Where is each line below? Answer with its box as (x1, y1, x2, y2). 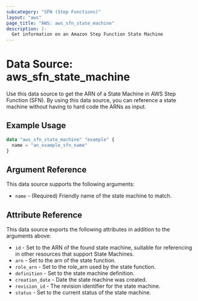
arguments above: (6, 232, 51, 239)
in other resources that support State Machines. (14, 250, 135, 257)
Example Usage (6, 120, 66, 131)
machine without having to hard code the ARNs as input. (6, 103, 147, 111)
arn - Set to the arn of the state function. (14, 257, 116, 264)
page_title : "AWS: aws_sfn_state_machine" (6, 20, 115, 26)
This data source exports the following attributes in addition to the (6, 226, 170, 233)
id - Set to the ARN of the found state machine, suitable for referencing (14, 244, 193, 251)
